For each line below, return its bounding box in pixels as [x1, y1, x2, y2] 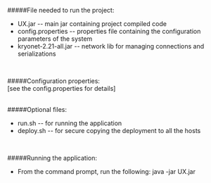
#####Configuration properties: [7, 77, 101, 85]
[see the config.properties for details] [7, 84, 116, 92]
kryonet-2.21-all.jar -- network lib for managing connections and [17, 42, 205, 50]
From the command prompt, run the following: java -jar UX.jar [17, 168, 196, 175]
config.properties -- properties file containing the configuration [17, 27, 201, 35]
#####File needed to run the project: [7, 6, 115, 14]
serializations [17, 49, 56, 58]
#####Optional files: [7, 106, 67, 113]
